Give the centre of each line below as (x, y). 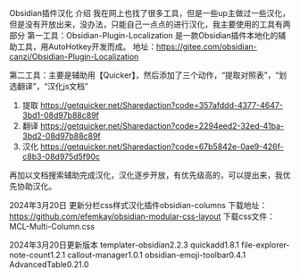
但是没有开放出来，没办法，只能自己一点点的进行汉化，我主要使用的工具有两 (150, 24)
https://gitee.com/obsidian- (206, 46)
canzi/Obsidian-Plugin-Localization (74, 57)
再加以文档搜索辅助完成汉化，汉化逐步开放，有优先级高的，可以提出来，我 (146, 175)
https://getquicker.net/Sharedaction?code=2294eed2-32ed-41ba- (162, 126)
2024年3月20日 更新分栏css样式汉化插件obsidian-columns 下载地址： (138, 205)
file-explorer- (265, 245)
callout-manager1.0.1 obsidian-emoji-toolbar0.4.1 (156, 255)
